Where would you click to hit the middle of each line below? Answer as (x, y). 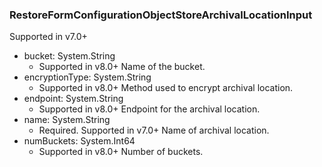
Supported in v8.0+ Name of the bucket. (122, 67)
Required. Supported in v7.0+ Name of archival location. (154, 130)
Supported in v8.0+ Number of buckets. (121, 152)
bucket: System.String (69, 56)
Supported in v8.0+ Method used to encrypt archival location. (166, 88)
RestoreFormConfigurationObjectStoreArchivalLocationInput (161, 15)
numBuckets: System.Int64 (79, 141)
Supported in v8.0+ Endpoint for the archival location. (149, 109)
